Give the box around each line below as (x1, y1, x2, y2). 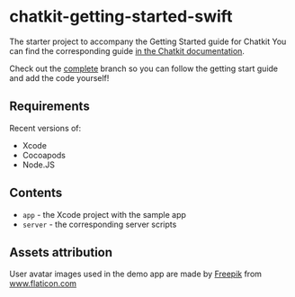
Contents (9, 185, 63, 201)
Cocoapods (22, 149, 66, 160)
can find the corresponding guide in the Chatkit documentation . (9, 45, 246, 56)
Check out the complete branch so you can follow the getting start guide (9, 63, 279, 74)
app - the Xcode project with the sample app (22, 209, 187, 220)
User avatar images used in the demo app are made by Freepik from (9, 268, 263, 280)
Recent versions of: (9, 122, 82, 133)
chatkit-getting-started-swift (9, 6, 233, 27)
